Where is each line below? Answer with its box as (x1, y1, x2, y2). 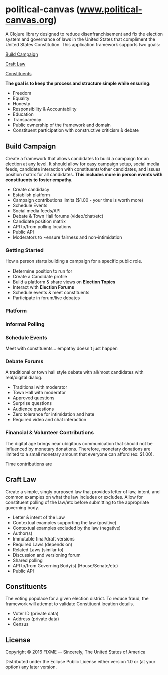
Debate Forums (5, 358, 44, 365)
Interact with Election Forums (12, 284, 74, 290)
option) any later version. (5, 664, 57, 670)
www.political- (79, 4, 143, 15)
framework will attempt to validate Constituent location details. (5, 601, 134, 607)
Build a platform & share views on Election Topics (12, 279, 116, 285)
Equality (12, 95, 30, 101)
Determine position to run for (12, 268, 73, 274)
